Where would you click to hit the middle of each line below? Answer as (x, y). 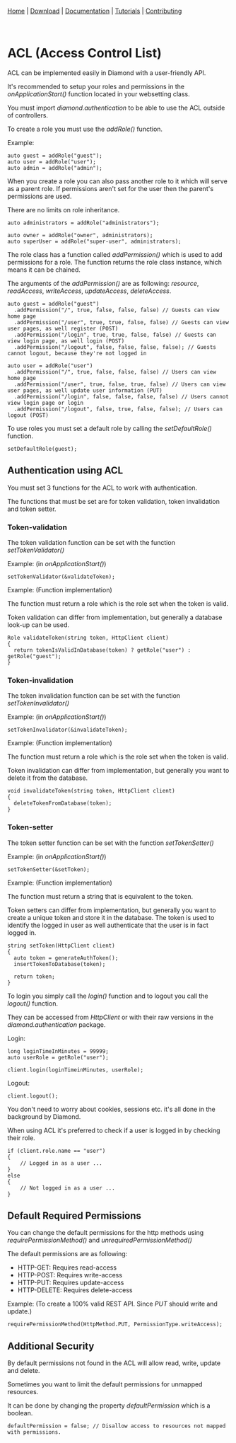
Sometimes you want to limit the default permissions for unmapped (105, 1384)
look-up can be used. (38, 625)
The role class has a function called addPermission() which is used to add (115, 254)
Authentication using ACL (65, 471)
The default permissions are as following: (67, 1254)
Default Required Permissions (74, 1216)
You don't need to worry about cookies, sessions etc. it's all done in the (111, 1109)
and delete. (24, 1371)
